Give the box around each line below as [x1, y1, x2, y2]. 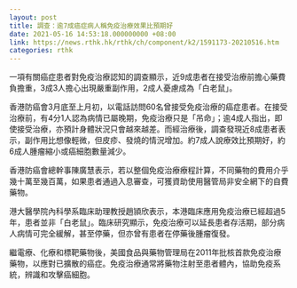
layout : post [9, 12, 58, 22]
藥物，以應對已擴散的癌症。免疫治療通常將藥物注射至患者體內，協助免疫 [9, 259, 273, 269]
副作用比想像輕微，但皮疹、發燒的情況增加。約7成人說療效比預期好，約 [24, 135, 285, 146]
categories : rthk [9, 46, 74, 55]
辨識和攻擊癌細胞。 [24, 269, 95, 280]
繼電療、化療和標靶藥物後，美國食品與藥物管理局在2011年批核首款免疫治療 [9, 247, 282, 258]
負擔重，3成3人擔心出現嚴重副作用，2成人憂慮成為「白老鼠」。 [9, 83, 238, 93]
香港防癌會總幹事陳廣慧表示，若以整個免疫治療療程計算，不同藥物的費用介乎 [9, 165, 289, 176]
